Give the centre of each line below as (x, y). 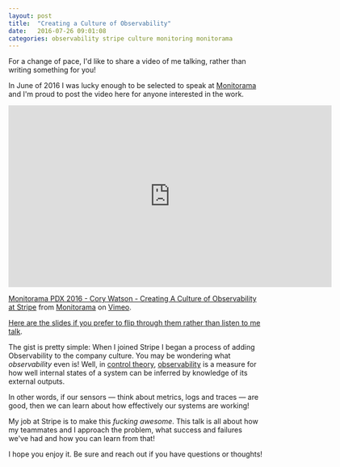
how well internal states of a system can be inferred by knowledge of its (128, 373)
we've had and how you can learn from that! (82, 439)
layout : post (30, 16)
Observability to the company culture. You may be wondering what (120, 356)
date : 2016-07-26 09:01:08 (57, 31)
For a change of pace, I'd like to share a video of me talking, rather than (127, 61)
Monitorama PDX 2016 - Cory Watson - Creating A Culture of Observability (132, 299)
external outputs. (37, 381)
